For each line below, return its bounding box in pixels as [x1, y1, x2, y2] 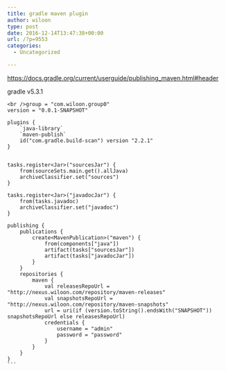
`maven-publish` [19, 131, 67, 138]
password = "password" [56, 331, 123, 338]
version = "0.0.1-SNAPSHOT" [7, 107, 89, 114]
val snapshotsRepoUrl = [44, 295, 113, 302]
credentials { [44, 319, 85, 326]
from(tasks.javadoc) [19, 198, 79, 205]
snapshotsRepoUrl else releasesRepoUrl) [7, 313, 126, 320]
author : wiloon [7, 17, 51, 24]
